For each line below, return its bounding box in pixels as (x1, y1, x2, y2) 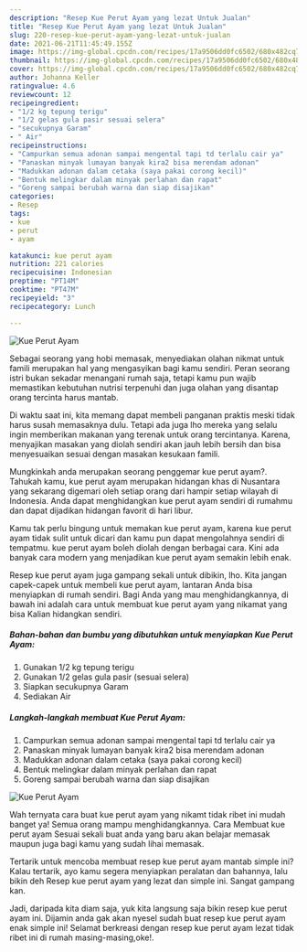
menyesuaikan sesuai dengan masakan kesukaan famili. (9, 448, 221, 459)
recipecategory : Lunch (9, 302, 96, 311)
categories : (9, 192, 55, 201)
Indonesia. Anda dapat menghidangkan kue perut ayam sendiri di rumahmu (9, 495, 293, 506)
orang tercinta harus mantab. (9, 391, 119, 402)
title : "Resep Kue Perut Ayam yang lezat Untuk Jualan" (9, 22, 227, 31)
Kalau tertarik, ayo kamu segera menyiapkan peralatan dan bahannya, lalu (9, 866, 288, 877)
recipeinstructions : (9, 141, 89, 150)
